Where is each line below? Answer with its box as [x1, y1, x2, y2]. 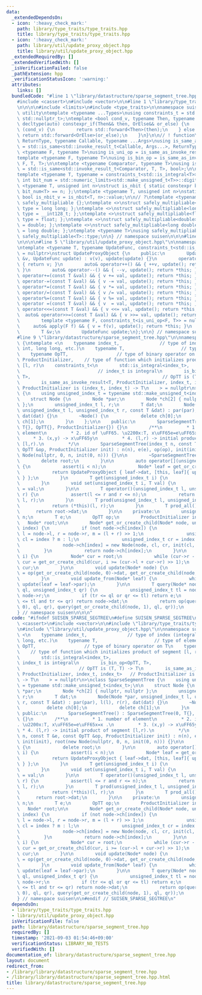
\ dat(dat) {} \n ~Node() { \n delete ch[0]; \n [17, 413, 182, 419]
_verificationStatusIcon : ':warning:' [11, 76, 109, 82]
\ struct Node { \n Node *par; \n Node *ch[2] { [17, 396, 182, 402]
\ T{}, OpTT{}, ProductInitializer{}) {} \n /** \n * [17, 424, 189, 430]
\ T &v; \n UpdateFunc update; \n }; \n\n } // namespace [17, 328, 189, 335]
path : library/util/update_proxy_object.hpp [17, 43, 130, 49]
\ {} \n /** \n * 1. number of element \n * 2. [17, 716, 192, 722]
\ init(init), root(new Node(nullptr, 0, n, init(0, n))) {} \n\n [17, 738, 185, 744]
